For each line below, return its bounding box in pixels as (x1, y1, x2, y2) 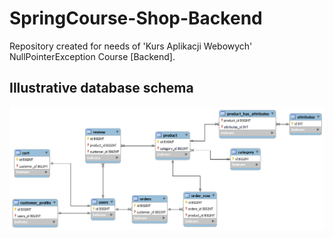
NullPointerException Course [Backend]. (9, 50, 176, 62)
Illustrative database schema (9, 80, 194, 97)
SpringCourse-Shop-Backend (9, 7, 263, 30)
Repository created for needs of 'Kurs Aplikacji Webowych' (9, 40, 253, 52)
